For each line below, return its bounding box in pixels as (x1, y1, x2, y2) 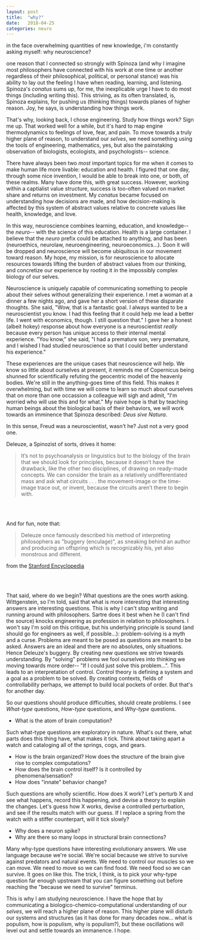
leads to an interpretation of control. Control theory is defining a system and (6, 668, 193, 676)
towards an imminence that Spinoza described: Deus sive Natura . (6, 411, 168, 418)
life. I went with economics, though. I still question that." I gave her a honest (6, 317, 192, 324)
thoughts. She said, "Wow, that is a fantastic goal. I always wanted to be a (6, 304, 188, 311)
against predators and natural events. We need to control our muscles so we (6, 858, 194, 865)
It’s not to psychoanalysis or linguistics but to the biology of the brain (20, 452, 191, 459)
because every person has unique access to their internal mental (6, 329, 166, 336)
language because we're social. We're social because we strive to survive (6, 852, 188, 859)
